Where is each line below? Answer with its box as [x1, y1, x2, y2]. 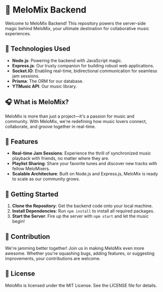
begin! [12, 218, 25, 224]
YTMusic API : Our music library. [12, 83, 77, 89]
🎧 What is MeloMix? [5, 98, 69, 106]
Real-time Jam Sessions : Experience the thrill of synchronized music [12, 150, 151, 156]
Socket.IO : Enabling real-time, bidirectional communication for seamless [12, 68, 158, 74]
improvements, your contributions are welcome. [5, 256, 101, 261]
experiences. [5, 31, 32, 36]
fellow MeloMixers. [12, 166, 50, 171]
